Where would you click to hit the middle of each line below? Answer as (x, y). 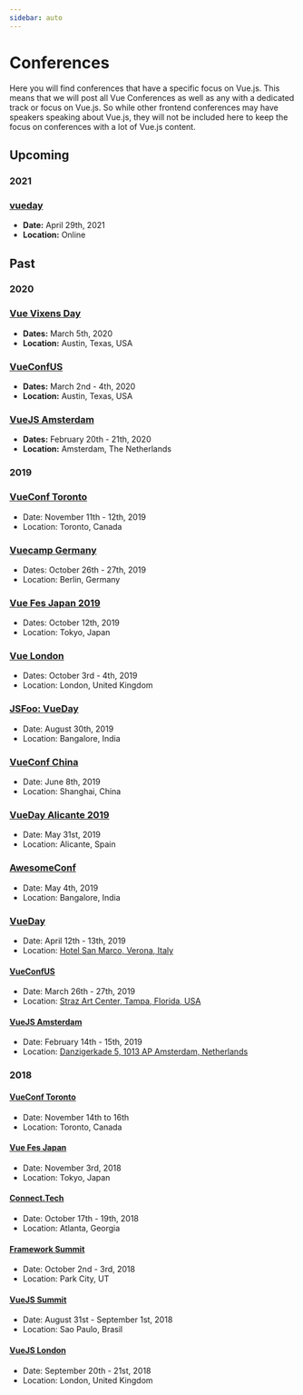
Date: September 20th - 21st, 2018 (87, 1370)
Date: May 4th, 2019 (60, 888)
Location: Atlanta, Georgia (71, 1228)
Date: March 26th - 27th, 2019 (79, 991)
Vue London (37, 656)
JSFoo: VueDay (44, 709)
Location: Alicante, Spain (69, 844)
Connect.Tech (37, 1198)
